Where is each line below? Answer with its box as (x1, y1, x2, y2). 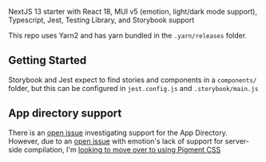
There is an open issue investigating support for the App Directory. (8, 128, 228, 137)
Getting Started (8, 53, 87, 67)
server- (224, 136, 250, 146)
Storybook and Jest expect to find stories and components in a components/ (8, 75, 257, 85)
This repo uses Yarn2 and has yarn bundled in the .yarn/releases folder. (8, 31, 248, 40)
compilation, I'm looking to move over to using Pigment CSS (23, 144, 221, 154)
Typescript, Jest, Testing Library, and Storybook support (8, 15, 195, 25)
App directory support (8, 107, 122, 121)
